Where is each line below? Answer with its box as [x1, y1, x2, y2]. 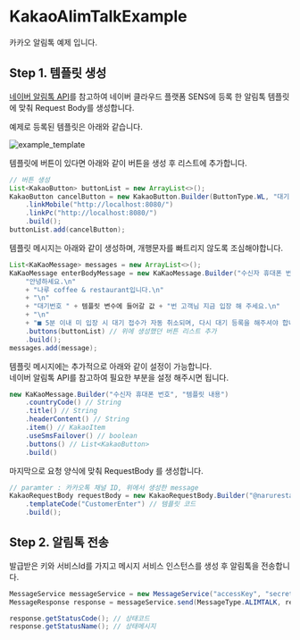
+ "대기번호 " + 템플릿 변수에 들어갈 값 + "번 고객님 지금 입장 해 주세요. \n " [25, 302, 280, 311]
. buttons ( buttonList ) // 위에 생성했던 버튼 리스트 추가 [25, 326, 217, 336]
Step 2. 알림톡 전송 [9, 535, 110, 551]
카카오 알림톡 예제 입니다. [9, 37, 98, 47]
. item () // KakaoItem [25, 423, 105, 432]
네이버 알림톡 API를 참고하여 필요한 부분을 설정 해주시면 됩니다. [9, 372, 229, 383]
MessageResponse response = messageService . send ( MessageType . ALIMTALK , [9, 597, 281, 607]
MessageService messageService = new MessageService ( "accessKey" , [9, 589, 262, 598]
